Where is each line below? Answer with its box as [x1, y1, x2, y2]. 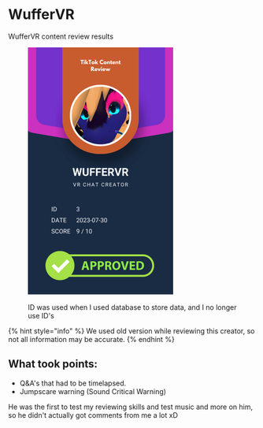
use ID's [28, 311, 55, 320]
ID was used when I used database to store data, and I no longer [28, 302, 238, 312]
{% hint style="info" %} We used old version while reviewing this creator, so [8, 326, 255, 336]
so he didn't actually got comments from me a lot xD [8, 410, 179, 419]
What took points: [8, 357, 98, 371]
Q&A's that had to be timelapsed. [19, 378, 127, 388]
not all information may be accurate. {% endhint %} [8, 334, 175, 344]
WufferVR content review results [8, 32, 114, 41]
